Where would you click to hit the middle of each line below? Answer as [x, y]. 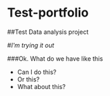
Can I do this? [37, 72]
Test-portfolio [48, 13]
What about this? [41, 86]
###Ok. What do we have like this [55, 58]
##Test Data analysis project [48, 32]
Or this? [28, 79]
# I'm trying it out [31, 45]
